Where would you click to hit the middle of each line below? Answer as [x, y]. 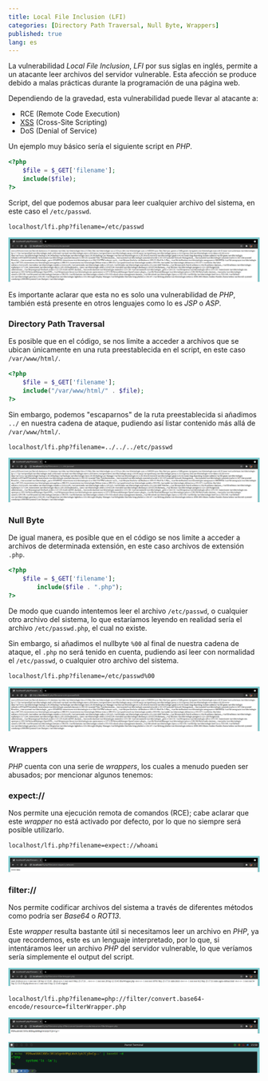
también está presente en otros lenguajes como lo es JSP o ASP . [115, 303]
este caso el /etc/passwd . [50, 211]
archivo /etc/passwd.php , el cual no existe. [78, 628]
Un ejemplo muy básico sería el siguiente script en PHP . [100, 146]
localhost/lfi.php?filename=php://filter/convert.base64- [106, 999]
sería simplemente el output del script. [71, 956]
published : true [35, 34]
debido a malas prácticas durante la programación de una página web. [124, 83]
